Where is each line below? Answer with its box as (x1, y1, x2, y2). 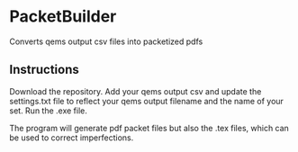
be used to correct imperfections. (9, 132, 134, 143)
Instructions (9, 62, 79, 77)
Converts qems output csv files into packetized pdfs (9, 36, 203, 47)
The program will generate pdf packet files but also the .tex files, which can (9, 122, 290, 133)
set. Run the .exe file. (9, 105, 88, 116)
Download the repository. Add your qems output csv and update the (9, 85, 262, 96)
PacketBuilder (9, 6, 117, 27)
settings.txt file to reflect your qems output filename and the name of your (9, 95, 284, 106)
